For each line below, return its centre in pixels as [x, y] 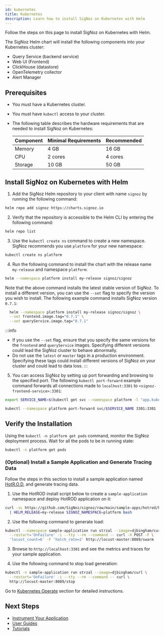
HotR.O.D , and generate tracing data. [42, 484]
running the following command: [45, 199]
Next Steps [22, 606]
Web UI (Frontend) [31, 62]
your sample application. [37, 554]
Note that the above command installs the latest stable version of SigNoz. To [82, 287]
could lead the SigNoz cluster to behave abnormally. [65, 350]
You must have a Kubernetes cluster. [49, 104]
